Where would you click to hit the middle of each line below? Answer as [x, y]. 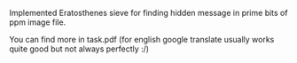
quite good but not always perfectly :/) [79, 49]
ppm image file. [38, 22]
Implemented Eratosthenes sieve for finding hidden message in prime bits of [148, 13]
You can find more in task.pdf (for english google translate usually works [142, 39]
